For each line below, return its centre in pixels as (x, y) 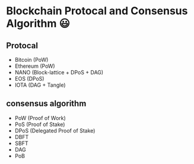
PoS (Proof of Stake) (40, 124)
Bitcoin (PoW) (31, 60)
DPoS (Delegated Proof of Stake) (55, 130)
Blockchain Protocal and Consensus (97, 11)
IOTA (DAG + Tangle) (40, 85)
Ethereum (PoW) (35, 66)
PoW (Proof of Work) (40, 118)
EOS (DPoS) (29, 79)
